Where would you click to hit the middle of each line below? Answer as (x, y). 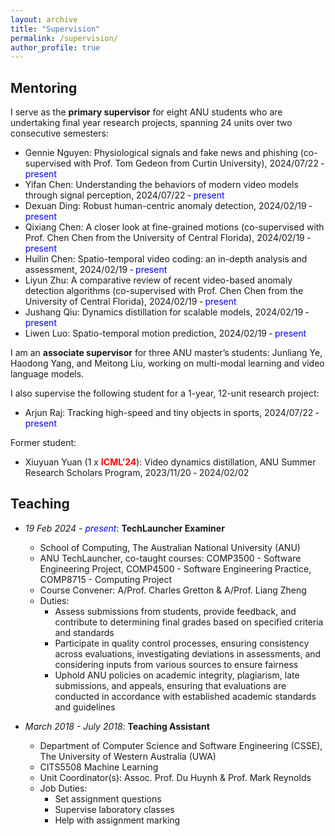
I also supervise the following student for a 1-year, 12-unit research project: (165, 393)
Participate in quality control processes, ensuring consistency (182, 643)
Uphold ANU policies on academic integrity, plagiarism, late (177, 675)
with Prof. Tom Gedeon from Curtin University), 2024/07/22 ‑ (199, 163)
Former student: (43, 443)
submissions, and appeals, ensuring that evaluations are (170, 685)
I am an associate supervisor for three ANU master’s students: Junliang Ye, (166, 353)
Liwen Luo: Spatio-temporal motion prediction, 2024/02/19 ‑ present (165, 333)
